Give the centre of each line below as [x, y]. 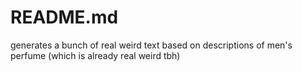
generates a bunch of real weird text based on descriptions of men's [151, 45]
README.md [64, 17]
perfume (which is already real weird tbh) [95, 55]
